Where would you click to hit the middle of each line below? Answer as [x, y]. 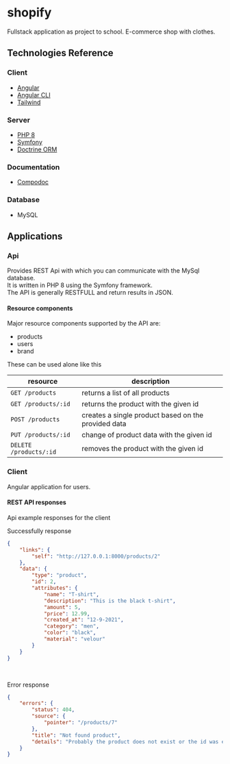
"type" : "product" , [60, 576]
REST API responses [37, 502]
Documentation [34, 167]
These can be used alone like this [54, 365]
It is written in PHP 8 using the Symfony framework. [80, 285]
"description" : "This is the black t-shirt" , [110, 601]
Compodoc [33, 182]
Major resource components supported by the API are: [84, 323]
